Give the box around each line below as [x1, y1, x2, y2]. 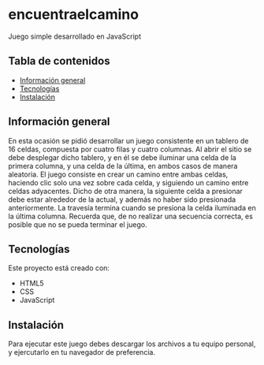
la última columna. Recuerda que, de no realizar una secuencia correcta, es [8, 211, 254, 221]
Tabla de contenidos [8, 54, 110, 68]
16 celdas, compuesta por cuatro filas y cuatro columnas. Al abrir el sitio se [8, 144, 252, 154]
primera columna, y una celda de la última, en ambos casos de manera [8, 161, 238, 170]
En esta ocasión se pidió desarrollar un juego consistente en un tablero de [8, 136, 249, 145]
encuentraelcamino [8, 6, 139, 24]
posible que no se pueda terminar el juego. [8, 219, 147, 229]
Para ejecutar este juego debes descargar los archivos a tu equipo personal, [8, 339, 256, 348]
